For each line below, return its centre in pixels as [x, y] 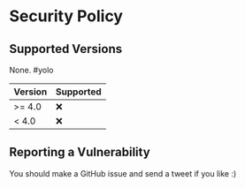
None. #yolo [31, 70]
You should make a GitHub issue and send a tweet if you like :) [123, 173]
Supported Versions [65, 49]
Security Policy [66, 16]
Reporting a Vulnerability [80, 152]
